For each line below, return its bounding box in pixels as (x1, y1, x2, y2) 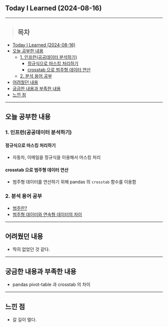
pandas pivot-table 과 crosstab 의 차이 (12, 281, 91, 288)
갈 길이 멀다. (12, 316, 37, 323)
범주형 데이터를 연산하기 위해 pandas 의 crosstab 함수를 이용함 (12, 179, 136, 185)
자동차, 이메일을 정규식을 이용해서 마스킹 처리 (12, 154, 101, 160)
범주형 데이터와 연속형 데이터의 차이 (12, 211, 82, 217)
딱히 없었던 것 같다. (12, 246, 50, 253)
